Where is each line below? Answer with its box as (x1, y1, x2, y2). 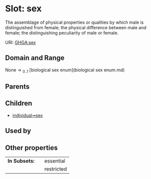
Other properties (5, 143, 58, 152)
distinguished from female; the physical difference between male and (5, 24, 147, 30)
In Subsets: (7, 157, 35, 164)
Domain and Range (5, 54, 65, 62)
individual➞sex (12, 112, 43, 118)
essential (44, 157, 65, 164)
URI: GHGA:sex (5, 39, 36, 45)
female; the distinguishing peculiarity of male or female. (5, 30, 119, 36)
